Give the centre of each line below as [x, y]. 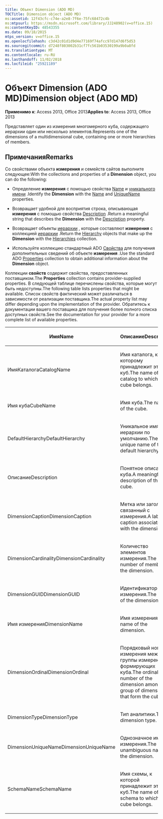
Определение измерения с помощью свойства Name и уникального [83, 188]
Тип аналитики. [138, 714]
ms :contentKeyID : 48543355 [32, 28]
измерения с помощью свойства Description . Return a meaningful [80, 214]
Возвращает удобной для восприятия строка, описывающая [75, 208]
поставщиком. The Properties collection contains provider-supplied [73, 278]
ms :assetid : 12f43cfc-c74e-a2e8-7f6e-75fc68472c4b [57, 19]
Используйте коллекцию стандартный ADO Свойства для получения [83, 248]
